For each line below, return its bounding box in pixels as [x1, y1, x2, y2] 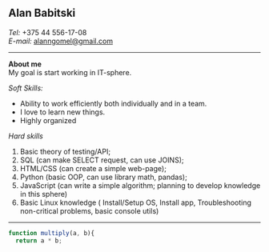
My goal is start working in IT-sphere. [8, 67, 132, 77]
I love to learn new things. [19, 107, 106, 117]
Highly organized [19, 115, 77, 125]
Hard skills [8, 131, 44, 141]
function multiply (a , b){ [8, 229, 94, 237]
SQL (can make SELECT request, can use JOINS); [19, 155, 184, 165]
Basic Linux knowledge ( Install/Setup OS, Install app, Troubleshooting [19, 198, 252, 207]
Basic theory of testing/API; [19, 146, 110, 156]
